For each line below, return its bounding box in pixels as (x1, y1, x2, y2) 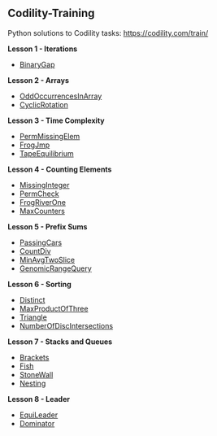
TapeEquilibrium (19, 148, 74, 158)
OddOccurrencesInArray (19, 91, 102, 101)
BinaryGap (19, 59, 55, 69)
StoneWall (19, 369, 54, 379)
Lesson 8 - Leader (7, 394, 71, 403)
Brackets (19, 352, 50, 362)
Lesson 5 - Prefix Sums (7, 221, 88, 231)
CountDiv (19, 246, 51, 255)
